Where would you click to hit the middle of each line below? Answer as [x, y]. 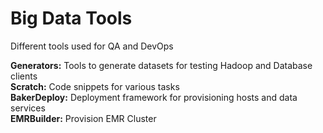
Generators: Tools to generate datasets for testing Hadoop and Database [161, 65]
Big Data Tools [71, 18]
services [28, 108]
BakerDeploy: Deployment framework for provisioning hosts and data [154, 97]
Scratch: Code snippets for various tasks [95, 86]
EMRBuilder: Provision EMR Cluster [83, 118]
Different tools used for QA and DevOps [92, 46]
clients [24, 76]
